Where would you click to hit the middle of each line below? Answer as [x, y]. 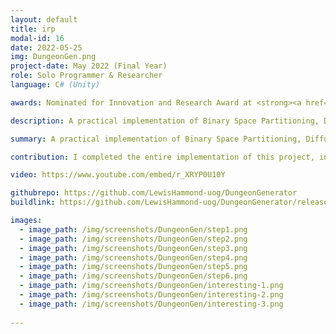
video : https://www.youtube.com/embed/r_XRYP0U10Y [118, 175]
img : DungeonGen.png [53, 57]
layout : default [44, 19]
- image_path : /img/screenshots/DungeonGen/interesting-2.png [151, 295]
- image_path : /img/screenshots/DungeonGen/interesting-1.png [151, 286]
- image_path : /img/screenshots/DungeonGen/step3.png [133, 248]
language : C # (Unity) [55, 85]
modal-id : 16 [37, 38]
